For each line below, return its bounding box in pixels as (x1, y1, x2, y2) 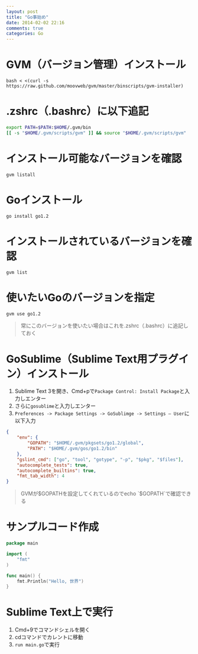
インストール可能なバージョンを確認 (6, 152, 182, 165)
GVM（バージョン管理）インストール (6, 58, 186, 72)
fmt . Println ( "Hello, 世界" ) (17, 578, 84, 584)
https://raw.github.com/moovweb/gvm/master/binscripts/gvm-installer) (6, 83, 184, 89)
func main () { (6, 572, 41, 579)
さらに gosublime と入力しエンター (14, 402, 96, 410)
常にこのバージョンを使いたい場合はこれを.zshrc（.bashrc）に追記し (20, 322, 189, 329)
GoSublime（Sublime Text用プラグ (6, 352, 178, 366)
